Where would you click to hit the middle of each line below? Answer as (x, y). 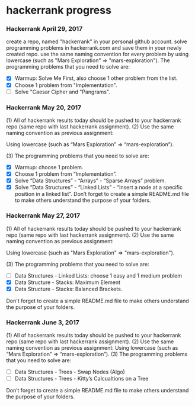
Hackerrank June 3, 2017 (43, 322)
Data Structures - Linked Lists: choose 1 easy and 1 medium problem (98, 275)
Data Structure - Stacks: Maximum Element (67, 282)
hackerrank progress (59, 10)
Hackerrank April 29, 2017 (44, 29)
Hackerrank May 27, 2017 (43, 215)
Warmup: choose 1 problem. (49, 167)
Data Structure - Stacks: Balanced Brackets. (68, 289)
